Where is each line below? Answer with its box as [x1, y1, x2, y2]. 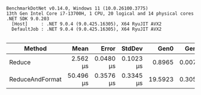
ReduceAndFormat [9, 75, 62, 83]
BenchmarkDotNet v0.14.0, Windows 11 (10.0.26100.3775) [6, 5, 148, 11]
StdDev [121, 45, 143, 52]
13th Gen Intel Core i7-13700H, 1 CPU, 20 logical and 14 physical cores [6, 11, 194, 17]
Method [23, 45, 47, 52]
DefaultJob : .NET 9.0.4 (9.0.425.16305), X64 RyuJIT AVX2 [11, 26, 162, 32]
